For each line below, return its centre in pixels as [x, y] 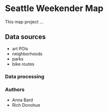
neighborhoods [27, 54]
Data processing [25, 76]
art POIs [20, 48]
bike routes [23, 64]
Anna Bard [22, 100]
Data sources [25, 37]
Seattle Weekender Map [54, 8]
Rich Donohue [26, 105]
